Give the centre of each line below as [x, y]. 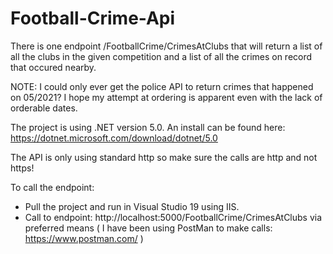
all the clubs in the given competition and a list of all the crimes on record [161, 56]
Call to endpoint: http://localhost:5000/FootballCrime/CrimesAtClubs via [173, 217]
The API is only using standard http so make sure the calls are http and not [164, 157]
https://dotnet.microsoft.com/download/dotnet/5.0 [114, 138]
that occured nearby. [53, 67]
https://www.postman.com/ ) [84, 238]
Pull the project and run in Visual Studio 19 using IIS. [132, 206]
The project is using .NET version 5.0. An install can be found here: [148, 127]
